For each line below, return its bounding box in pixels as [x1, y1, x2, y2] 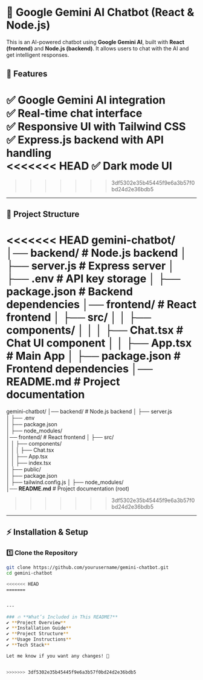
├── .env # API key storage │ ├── [6, 272, 181, 285]
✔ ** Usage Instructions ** [6, 636, 71, 642]
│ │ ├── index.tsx [6, 459, 51, 466]
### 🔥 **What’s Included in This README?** [6, 614, 118, 620]
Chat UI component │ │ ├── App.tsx [6, 336, 192, 350]
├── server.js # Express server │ [6, 259, 175, 272]
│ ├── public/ [6, 466, 41, 473]
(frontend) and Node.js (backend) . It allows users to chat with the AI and [6, 45, 189, 52]
